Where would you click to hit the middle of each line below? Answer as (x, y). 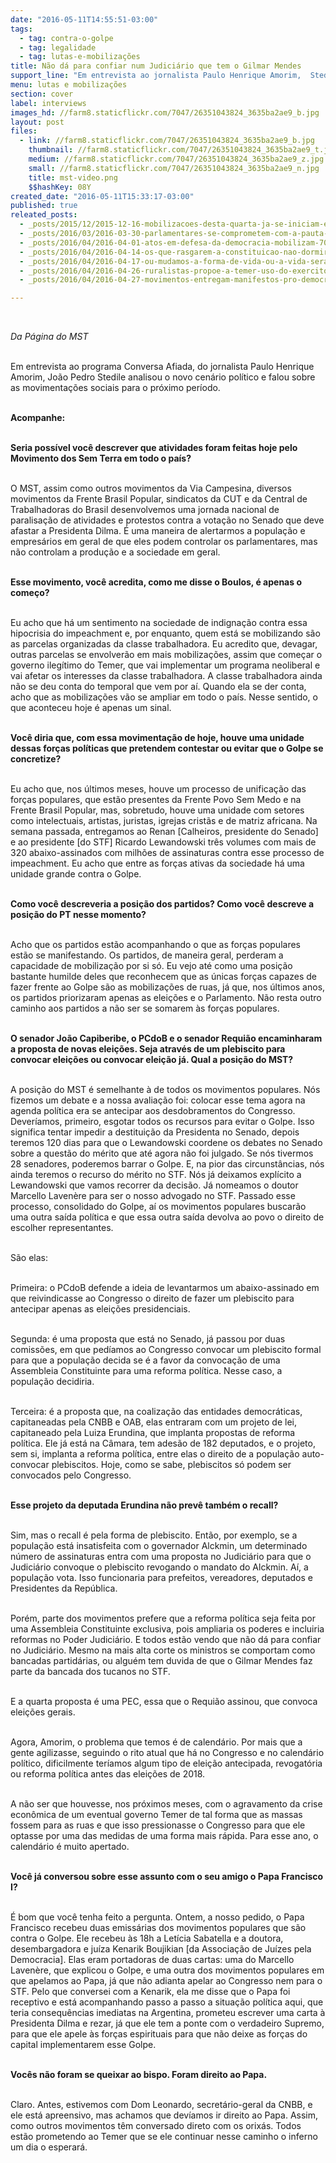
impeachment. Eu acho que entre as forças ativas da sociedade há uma (157, 863)
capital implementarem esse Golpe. (83, 2045)
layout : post (37, 122)
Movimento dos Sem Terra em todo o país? (101, 458)
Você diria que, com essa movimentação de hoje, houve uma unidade (157, 738)
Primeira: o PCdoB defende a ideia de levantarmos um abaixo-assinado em (165, 1288)
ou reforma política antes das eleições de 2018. (108, 1774)
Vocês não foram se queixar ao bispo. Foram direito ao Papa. (139, 2075)
